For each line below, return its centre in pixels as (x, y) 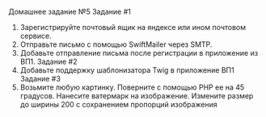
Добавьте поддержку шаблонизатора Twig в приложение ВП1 (127, 70)
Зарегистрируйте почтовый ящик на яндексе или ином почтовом (133, 27)
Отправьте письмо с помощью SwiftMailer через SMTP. (116, 44)
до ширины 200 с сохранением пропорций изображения (118, 104)
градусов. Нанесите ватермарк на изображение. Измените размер (137, 96)
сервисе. (36, 36)
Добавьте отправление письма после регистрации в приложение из (139, 53)
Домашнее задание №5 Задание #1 (70, 12)
